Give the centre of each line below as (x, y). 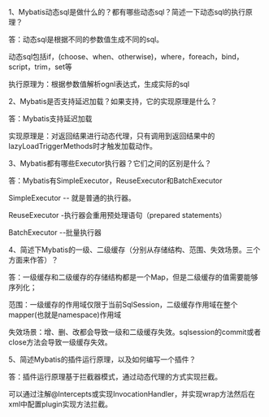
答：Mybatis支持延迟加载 (50, 119)
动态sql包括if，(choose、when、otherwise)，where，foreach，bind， (126, 56)
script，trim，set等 (41, 67)
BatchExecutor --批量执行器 (55, 232)
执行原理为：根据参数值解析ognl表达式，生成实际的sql (99, 84)
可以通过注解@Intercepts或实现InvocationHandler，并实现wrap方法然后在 (132, 394)
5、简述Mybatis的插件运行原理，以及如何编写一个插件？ (102, 359)
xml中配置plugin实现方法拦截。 (60, 404)
